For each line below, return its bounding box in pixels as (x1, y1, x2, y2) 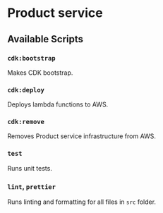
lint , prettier (7, 181, 56, 191)
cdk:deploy (7, 86, 44, 94)
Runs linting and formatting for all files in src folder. (7, 197, 157, 206)
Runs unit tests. (7, 164, 53, 172)
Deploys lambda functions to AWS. (7, 100, 109, 109)
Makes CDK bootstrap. (7, 68, 73, 77)
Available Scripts (7, 33, 83, 45)
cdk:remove (7, 118, 44, 126)
